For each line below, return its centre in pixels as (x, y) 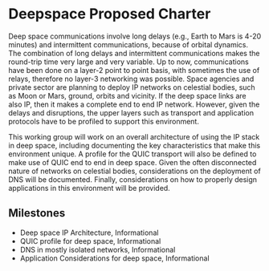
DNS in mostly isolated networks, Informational (98, 249)
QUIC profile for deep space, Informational (90, 241)
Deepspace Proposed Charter (110, 14)
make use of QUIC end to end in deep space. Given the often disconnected (132, 162)
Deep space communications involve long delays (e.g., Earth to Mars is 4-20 (135, 36)
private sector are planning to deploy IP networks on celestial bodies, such (132, 87)
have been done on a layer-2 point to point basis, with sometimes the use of (134, 70)
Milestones (37, 213)
